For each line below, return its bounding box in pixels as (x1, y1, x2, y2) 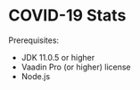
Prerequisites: (8, 35, 60, 45)
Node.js (21, 70, 51, 81)
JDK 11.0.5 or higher (21, 52, 95, 62)
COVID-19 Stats (8, 5, 127, 26)
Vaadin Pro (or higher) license (21, 61, 131, 72)
